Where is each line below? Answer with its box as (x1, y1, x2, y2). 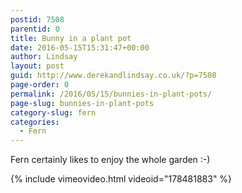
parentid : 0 (10, 24, 60, 34)
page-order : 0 (10, 80, 70, 90)
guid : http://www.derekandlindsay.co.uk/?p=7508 (10, 71, 217, 81)
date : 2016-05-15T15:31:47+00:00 (10, 42, 150, 53)
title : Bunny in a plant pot (10, 33, 132, 43)
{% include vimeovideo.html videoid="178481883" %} (10, 173, 233, 185)
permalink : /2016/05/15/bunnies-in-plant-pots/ (10, 89, 213, 99)
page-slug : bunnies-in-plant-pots (10, 98, 155, 108)
